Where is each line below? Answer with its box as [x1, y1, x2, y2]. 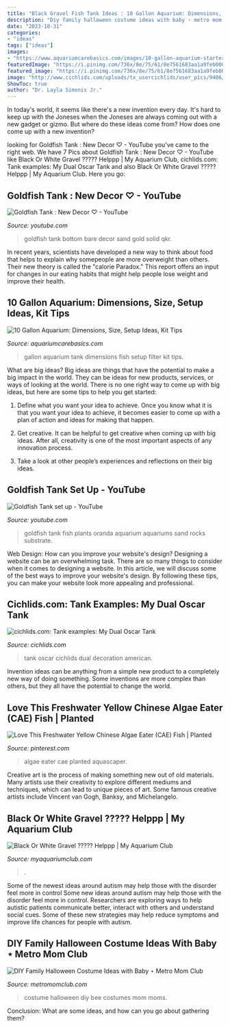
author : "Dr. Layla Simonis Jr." [7, 87, 103, 93]
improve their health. [7, 277, 66, 285]
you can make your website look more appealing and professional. [7, 578, 194, 587]
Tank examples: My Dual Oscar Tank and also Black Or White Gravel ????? [7, 163, 216, 171]
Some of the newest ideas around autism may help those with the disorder [7, 882, 217, 889]
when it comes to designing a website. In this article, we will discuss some [7, 564, 217, 572]
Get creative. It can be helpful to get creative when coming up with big [16, 429, 216, 437]
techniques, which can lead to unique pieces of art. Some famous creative [7, 786, 217, 794]
